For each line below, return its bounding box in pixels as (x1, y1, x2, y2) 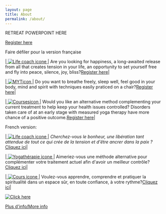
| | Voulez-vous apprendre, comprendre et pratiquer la (5, 174, 147, 180)
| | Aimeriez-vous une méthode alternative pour (5, 154, 147, 160)
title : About (5, 12, 32, 17)
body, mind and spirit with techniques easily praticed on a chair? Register (5, 84, 153, 90)
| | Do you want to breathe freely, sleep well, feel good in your (5, 79, 156, 85)
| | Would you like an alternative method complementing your (5, 99, 161, 105)
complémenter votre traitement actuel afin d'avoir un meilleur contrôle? (5, 159, 150, 165)
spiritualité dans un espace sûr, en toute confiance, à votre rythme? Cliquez (5, 179, 158, 185)
